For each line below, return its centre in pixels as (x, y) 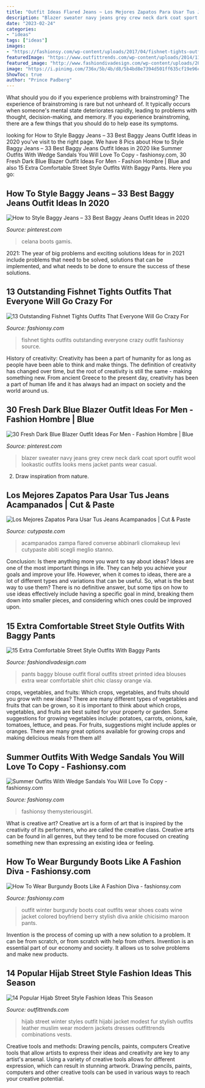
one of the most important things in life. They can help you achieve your (97, 568)
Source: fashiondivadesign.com (46, 662)
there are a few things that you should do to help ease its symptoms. (92, 123)
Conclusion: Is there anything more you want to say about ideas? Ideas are (100, 561)
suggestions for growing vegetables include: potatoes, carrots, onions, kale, (102, 718)
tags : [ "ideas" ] (27, 40)
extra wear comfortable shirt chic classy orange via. (87, 681)
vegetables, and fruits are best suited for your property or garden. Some (97, 712)
